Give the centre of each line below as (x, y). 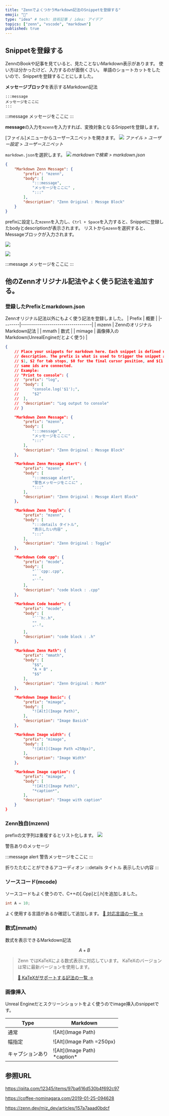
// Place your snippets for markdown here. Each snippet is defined (88, 352)
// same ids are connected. (44, 366)
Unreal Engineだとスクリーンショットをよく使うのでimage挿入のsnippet (80, 1004)
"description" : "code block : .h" (59, 637)
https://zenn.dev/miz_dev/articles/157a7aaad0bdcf (57, 1108)
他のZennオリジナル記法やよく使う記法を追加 (76, 281)
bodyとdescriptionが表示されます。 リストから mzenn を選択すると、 (79, 228)
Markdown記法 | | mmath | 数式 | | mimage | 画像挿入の (62, 331)
